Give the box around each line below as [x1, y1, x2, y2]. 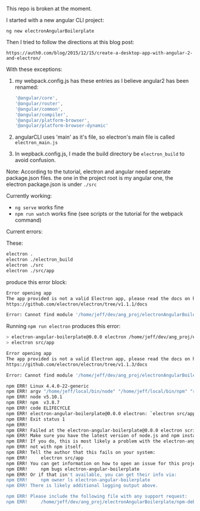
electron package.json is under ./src [6, 181, 97, 188]
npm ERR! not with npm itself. [6, 444, 84, 450]
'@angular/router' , [14, 101, 64, 107]
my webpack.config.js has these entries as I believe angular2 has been [14, 77, 189, 84]
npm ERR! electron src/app [6, 455, 84, 461]
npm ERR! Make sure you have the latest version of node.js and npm [6, 433, 180, 439]
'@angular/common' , [14, 106, 64, 112]
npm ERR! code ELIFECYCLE [6, 405, 70, 411]
